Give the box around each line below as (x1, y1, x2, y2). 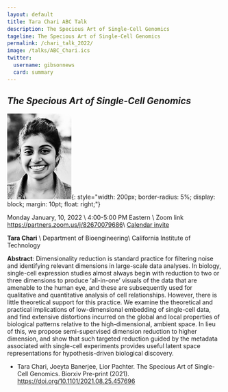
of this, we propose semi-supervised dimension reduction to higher (7, 328, 197, 336)
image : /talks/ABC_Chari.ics (7, 47, 90, 54)
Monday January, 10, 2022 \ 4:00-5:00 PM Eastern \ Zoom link (7, 213, 183, 222)
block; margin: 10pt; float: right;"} (7, 200, 101, 208)
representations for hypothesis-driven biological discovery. (7, 350, 174, 358)
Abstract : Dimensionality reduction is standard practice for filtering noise (7, 254, 214, 263)
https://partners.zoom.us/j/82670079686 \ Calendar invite (7, 221, 170, 229)
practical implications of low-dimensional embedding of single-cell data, (7, 306, 211, 314)
